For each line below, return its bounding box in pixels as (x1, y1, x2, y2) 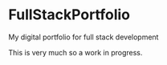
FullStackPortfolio (8, 6, 131, 24)
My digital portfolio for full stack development (8, 32, 159, 42)
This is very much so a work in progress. (8, 47, 143, 57)
